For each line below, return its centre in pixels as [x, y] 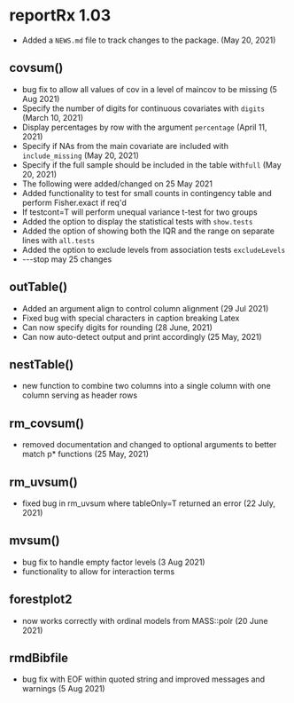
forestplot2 [41, 600]
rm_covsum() [47, 423]
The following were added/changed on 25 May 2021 [117, 184]
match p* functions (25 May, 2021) [85, 454]
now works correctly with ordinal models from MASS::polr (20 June [145, 620]
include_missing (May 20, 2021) [81, 155]
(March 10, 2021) [53, 117]
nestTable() [42, 364]
